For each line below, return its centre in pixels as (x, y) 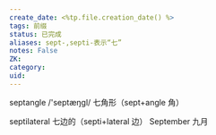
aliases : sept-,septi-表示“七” (66, 42)
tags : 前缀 (28, 26)
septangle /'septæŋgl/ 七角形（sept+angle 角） (96, 102)
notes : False (34, 51)
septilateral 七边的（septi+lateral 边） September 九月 (109, 121)
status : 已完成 (35, 34)
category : (28, 68)
